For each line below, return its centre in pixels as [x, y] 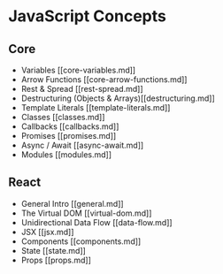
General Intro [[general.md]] [73, 203]
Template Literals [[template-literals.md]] [96, 107]
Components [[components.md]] [81, 241]
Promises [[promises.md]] [69, 136]
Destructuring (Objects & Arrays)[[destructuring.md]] [118, 98]
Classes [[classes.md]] [63, 117]
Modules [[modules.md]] [66, 155]
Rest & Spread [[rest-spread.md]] [82, 89]
